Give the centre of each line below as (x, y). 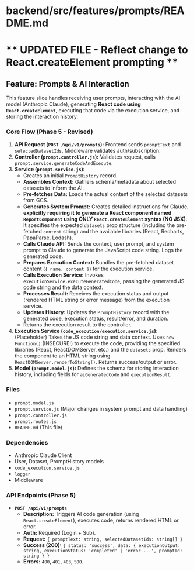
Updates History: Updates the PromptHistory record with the (96, 312)
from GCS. (36, 201)
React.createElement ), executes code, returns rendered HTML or (101, 520)
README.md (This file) (38, 427)
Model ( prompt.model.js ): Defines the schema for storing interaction (96, 368)
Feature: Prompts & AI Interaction (68, 84)
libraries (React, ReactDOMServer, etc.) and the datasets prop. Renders (100, 350)
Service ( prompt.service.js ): (50, 169)
